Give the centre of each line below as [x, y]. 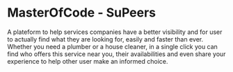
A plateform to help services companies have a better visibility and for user [115, 32]
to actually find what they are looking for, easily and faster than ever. [105, 39]
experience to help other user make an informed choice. [88, 61]
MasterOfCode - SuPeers [82, 13]
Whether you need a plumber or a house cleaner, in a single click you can [112, 46]
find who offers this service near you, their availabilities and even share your [116, 54]
